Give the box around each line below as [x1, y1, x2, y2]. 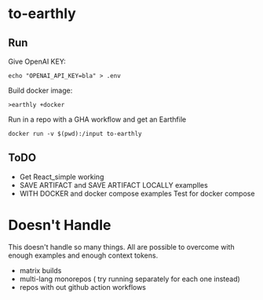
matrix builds [19, 265, 62, 275]
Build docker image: [8, 86, 73, 95]
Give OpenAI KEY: [8, 57, 67, 66]
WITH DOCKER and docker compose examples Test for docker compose [19, 188, 255, 198]
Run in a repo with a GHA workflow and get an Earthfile [8, 115, 187, 124]
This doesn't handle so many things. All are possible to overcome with [8, 242, 235, 251]
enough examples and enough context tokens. [8, 251, 159, 260]
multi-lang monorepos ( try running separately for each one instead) [19, 274, 241, 284]
